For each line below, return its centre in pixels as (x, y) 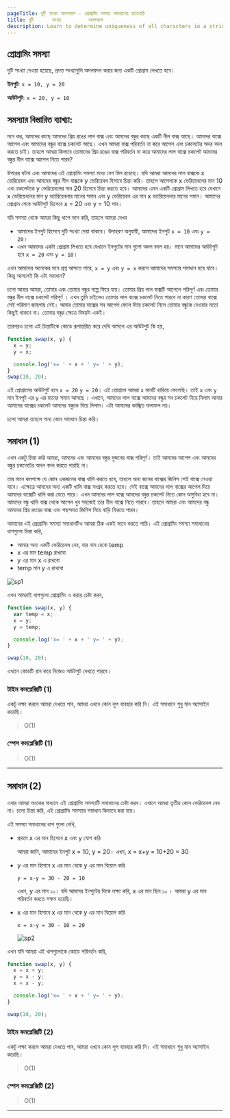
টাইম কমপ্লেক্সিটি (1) (30, 689)
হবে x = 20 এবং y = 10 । (47, 254)
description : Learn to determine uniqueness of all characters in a (107, 26)
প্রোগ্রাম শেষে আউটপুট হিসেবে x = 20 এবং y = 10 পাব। (65, 204)
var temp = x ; (33, 614)
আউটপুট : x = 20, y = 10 (38, 98)
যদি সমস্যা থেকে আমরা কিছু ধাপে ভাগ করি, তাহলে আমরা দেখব (67, 217)
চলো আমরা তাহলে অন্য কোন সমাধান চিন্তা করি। (53, 419)
